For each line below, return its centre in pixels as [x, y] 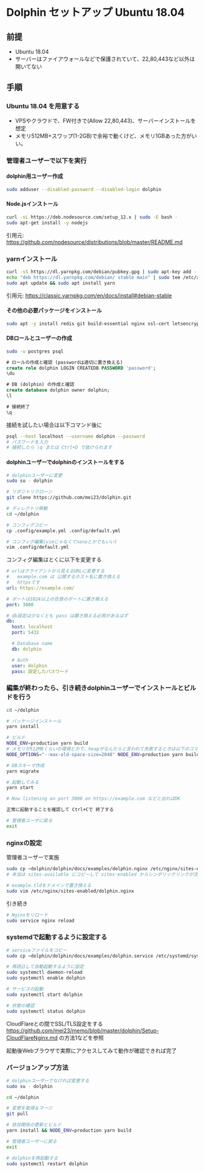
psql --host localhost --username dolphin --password [76, 436]
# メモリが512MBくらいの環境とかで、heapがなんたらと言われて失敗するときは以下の [98, 749]
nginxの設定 [24, 843]
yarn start [20, 788]
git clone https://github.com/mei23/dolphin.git [69, 498]
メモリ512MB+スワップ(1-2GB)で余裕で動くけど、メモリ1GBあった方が [104, 136]
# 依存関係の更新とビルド [34, 1125]
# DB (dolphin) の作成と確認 [40, 385]
